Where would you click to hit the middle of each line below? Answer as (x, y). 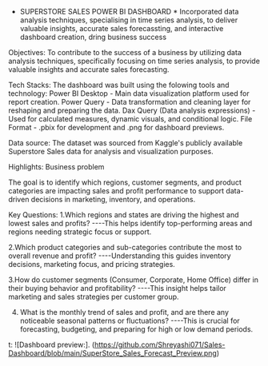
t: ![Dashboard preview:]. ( (52, 344)
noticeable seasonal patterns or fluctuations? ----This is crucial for (130, 320)
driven (19, 199)
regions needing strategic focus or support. (80, 232)
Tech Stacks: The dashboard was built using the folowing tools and (119, 85)
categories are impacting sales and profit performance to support (116, 191)
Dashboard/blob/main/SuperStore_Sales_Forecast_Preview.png (113, 353)
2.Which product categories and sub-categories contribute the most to (125, 247)
